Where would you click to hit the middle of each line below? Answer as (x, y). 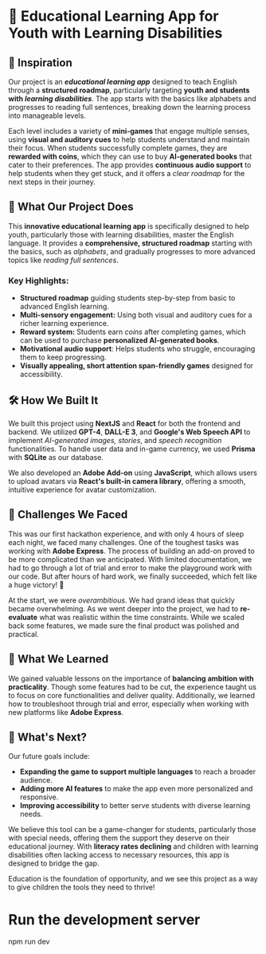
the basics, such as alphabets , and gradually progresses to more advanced (132, 251)
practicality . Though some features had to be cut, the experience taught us (133, 687)
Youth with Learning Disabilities (115, 33)
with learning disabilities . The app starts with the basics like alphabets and (132, 98)
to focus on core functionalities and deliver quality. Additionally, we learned (131, 695)
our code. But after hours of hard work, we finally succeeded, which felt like (133, 576)
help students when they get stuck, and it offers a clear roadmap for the (127, 173)
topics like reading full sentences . (64, 260)
